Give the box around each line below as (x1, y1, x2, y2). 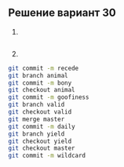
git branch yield (8, 129, 65, 138)
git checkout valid (8, 108, 72, 116)
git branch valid (8, 101, 65, 109)
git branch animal (8, 71, 68, 79)
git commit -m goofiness (8, 93, 89, 101)
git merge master (8, 115, 65, 123)
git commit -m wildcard (8, 152, 86, 160)
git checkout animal (8, 86, 76, 94)
